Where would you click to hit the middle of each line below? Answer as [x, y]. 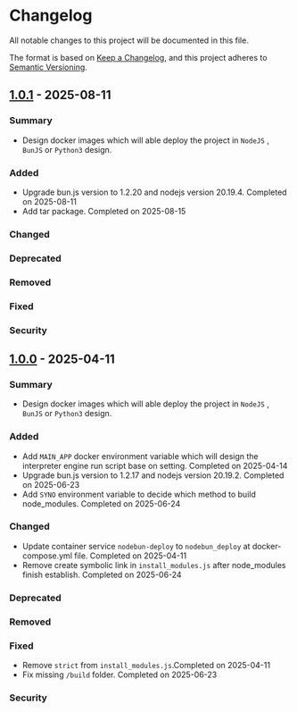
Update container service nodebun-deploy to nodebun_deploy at [136, 546]
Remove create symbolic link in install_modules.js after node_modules [154, 565]
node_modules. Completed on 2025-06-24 [101, 503]
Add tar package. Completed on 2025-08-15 [104, 211]
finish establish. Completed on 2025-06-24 [102, 574]
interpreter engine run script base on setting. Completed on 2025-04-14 [155, 465]
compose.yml [47, 556]
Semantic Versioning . [48, 67]
